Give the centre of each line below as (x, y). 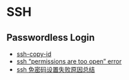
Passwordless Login (51, 38)
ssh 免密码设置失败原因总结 (56, 69)
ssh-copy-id (34, 54)
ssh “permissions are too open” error (69, 61)
